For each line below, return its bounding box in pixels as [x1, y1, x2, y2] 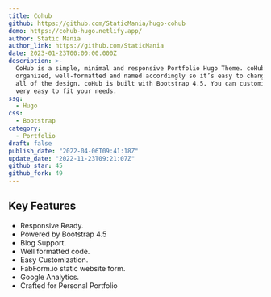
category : [8, 124, 42, 132]
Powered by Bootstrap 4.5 [19, 229, 107, 239]
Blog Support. [19, 237, 67, 247]
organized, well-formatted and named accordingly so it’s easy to [15, 72, 244, 80]
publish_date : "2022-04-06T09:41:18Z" [8, 147, 139, 155]
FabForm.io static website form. [19, 263, 126, 273]
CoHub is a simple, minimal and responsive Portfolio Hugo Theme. [15, 65, 244, 73]
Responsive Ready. [19, 220, 84, 230]
